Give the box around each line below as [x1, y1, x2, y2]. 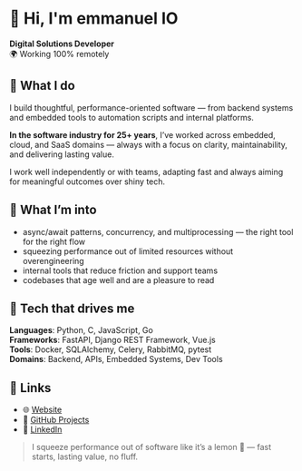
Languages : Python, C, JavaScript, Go [9, 325, 154, 336]
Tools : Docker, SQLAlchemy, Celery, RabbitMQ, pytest [9, 344, 212, 355]
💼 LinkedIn [22, 424, 63, 435]
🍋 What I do [9, 78, 75, 93]
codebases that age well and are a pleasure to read [22, 274, 215, 285]
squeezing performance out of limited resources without [22, 245, 234, 257]
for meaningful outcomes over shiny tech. [9, 176, 166, 187]
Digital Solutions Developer [9, 38, 115, 49]
